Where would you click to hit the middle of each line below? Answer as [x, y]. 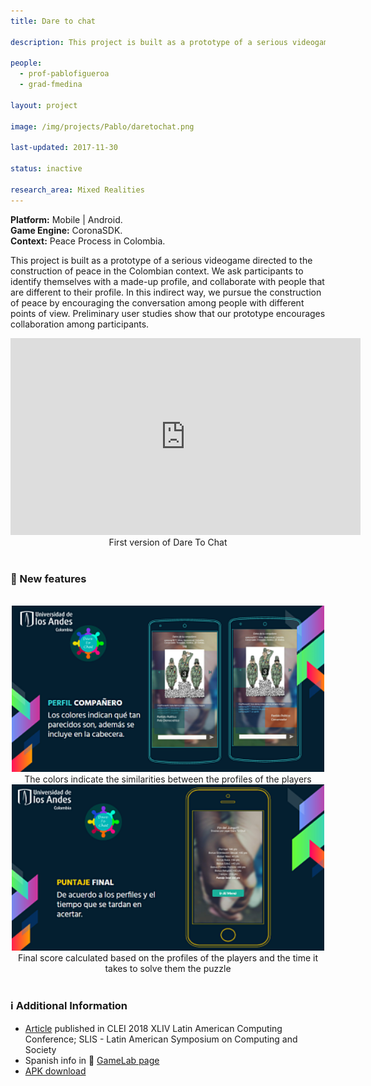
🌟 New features [48, 578]
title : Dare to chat [53, 21]
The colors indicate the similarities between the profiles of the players [168, 779]
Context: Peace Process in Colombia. [88, 241]
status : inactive [46, 169]
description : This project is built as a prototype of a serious [149, 42]
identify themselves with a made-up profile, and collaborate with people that [167, 281]
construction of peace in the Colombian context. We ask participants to [157, 271]
